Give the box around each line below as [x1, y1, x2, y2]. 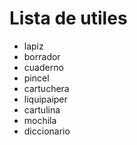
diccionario [23, 125, 71, 137]
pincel [23, 72, 50, 84]
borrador [23, 50, 61, 62]
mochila [23, 114, 57, 126]
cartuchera [23, 82, 70, 94]
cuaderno [23, 61, 64, 73]
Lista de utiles [9, 7, 128, 30]
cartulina [23, 103, 61, 116]
